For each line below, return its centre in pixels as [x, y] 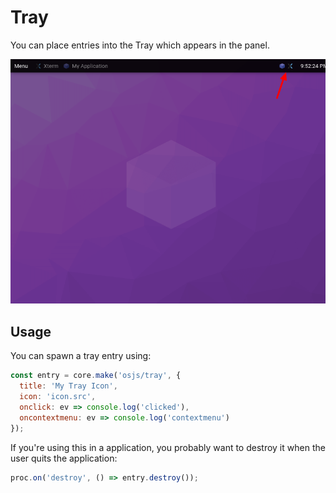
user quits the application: [64, 458]
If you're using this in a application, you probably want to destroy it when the [168, 447]
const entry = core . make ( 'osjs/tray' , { [96, 376]
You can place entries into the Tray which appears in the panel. [140, 45]
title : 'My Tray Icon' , [68, 386]
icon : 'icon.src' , [58, 397]
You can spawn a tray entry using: [81, 356]
